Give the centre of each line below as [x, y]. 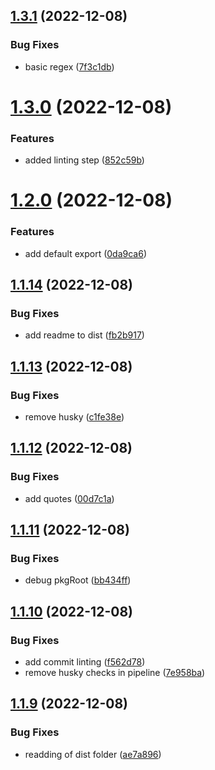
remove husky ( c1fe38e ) [74, 417]
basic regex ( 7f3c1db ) [69, 66]
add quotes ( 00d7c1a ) [69, 498]
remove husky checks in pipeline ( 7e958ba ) [115, 673]
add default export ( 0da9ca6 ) [85, 253]
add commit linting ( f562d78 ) [85, 662]
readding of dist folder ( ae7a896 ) [93, 754]
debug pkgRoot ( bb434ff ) [78, 580]
